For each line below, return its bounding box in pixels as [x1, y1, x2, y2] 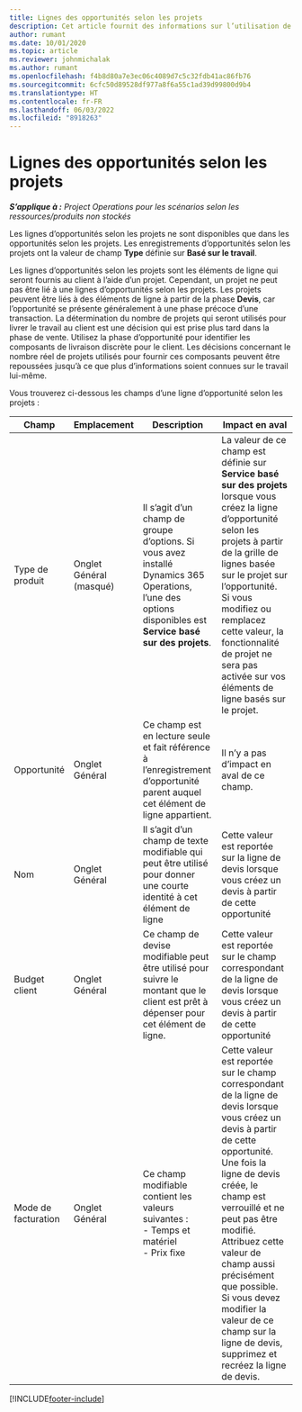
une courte [142, 880, 189, 892]
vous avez [142, 547, 186, 559]
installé [142, 557, 173, 570]
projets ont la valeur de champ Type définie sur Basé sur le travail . [9, 248, 258, 258]
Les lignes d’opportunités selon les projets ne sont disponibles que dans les [9, 229, 289, 240]
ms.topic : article [9, 47, 78, 56]
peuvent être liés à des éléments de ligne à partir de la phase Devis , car [9, 294, 276, 304]
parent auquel [142, 786, 202, 799]
